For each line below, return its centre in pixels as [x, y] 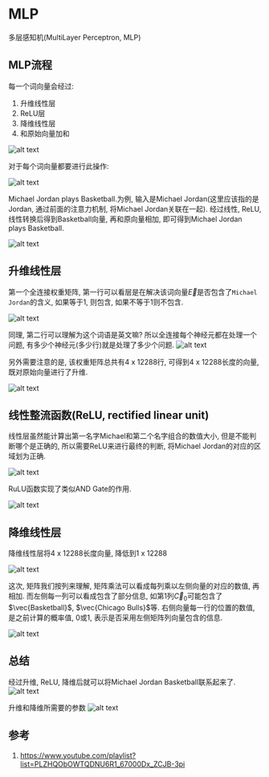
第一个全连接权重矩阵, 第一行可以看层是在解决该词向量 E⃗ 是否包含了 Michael [133, 291]
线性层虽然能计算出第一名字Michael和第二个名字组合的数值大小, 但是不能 [129, 436]
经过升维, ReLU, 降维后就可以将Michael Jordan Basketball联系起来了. [122, 682]
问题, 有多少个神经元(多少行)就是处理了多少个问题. [92, 345]
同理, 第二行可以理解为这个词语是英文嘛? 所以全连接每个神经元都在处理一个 [133, 334]
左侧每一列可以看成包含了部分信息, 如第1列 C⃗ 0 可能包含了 [128, 597]
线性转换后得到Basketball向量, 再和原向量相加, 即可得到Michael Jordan [125, 219]
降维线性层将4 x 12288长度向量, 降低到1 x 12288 [88, 553]
